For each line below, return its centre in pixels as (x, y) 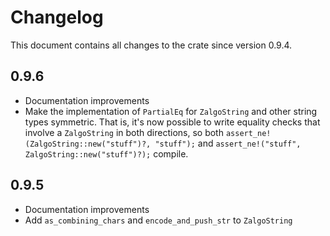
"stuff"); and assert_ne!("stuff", (228, 143)
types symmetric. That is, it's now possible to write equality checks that (172, 122)
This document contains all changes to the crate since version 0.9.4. (151, 45)
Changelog (57, 17)
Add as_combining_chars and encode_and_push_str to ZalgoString (158, 220)
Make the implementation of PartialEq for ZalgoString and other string (171, 111)
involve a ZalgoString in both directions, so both (124, 132)
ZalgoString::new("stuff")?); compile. (106, 153)
